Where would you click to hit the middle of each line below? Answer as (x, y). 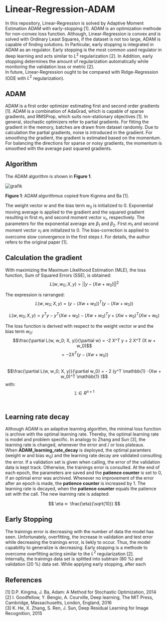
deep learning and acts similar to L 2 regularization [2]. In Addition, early (79, 55)
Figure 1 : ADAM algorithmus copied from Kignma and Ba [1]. (67, 195)
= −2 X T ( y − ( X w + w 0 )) (85, 355)
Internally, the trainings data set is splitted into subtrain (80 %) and (74, 559)
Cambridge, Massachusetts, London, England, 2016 (58, 603)
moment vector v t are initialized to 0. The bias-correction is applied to (77, 231)
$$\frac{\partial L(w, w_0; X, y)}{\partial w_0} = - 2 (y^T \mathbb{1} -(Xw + (84, 371)
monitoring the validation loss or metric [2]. (50, 67)
